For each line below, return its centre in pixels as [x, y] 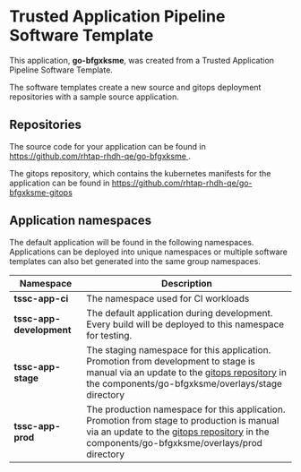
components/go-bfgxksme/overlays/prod [174, 442]
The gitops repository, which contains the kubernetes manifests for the [140, 173]
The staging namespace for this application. [179, 349]
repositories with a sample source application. [94, 97]
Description [187, 283]
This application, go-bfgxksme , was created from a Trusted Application [142, 60]
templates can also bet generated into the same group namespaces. [135, 261]
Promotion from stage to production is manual [183, 420]
